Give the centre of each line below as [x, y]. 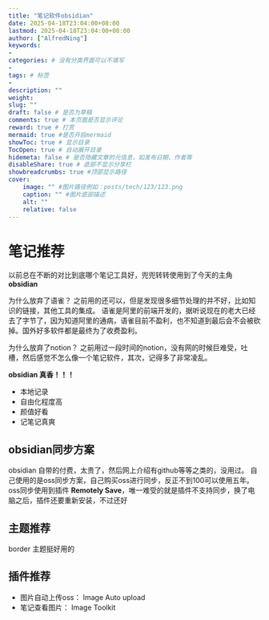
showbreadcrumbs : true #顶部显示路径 [68, 172]
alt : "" [35, 202]
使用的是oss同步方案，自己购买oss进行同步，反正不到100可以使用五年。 [134, 481]
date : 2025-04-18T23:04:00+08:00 [64, 23]
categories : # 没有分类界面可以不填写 [66, 61]
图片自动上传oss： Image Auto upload [82, 597]
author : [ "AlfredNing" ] [48, 38]
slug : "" [23, 105]
